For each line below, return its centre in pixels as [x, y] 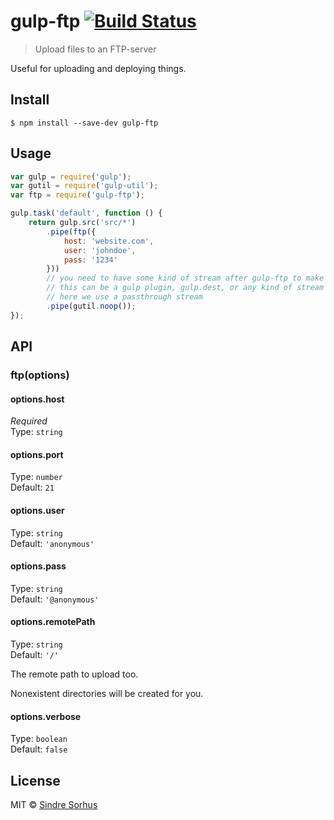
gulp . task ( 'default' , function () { [86, 213]
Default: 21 [32, 487]
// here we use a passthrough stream [124, 297]
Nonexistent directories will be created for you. [107, 694]
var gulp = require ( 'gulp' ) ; [71, 176]
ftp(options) [40, 375]
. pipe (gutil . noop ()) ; [91, 306]
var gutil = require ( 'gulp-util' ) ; [84, 186]
